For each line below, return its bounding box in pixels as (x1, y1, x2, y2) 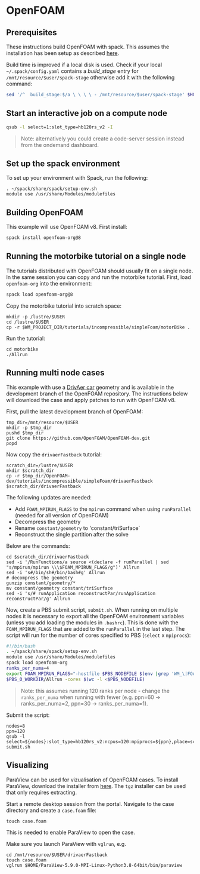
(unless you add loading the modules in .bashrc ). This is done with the (6, 619, 179, 626)
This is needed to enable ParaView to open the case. (6, 829, 135, 836)
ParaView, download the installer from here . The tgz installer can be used (6, 782, 186, 789)
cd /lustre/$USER (6, 319, 49, 325)
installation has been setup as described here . (6, 50, 120, 57)
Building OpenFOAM (6, 207, 83, 217)
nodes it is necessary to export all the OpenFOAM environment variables (6, 612, 185, 620)
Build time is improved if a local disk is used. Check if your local (6, 61, 162, 68)
